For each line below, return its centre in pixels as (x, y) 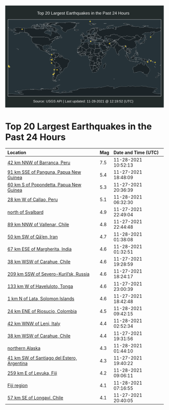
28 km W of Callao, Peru (32, 199)
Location (17, 152)
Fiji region (18, 386)
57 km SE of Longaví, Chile (35, 398)
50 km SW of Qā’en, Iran (32, 237)
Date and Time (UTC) (136, 152)
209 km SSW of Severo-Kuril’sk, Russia (48, 274)
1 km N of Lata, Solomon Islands (41, 299)
